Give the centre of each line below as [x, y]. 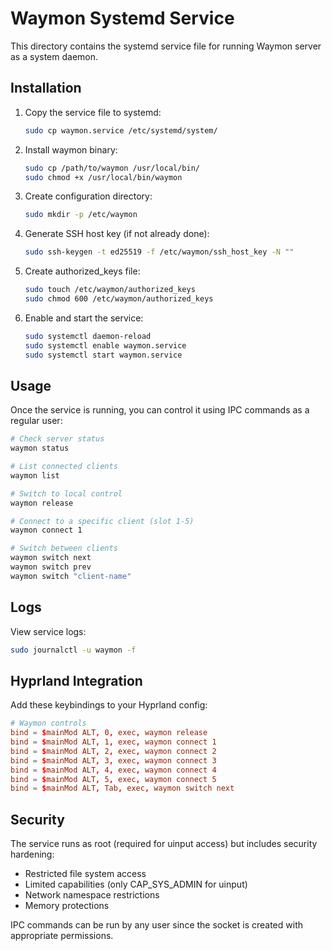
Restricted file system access [85, 874]
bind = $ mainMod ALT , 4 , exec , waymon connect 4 [113, 770]
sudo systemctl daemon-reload [88, 336]
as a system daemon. [54, 56]
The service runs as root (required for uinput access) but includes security [164, 844]
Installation [46, 88]
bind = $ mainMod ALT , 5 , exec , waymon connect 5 [113, 779]
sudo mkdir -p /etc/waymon [81, 215]
